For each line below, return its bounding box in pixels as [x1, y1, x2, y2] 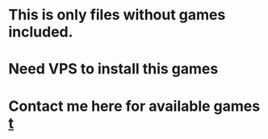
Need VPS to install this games [8, 60, 219, 78]
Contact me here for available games [8, 97, 261, 115]
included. [8, 23, 73, 41]
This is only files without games [8, 6, 226, 24]
